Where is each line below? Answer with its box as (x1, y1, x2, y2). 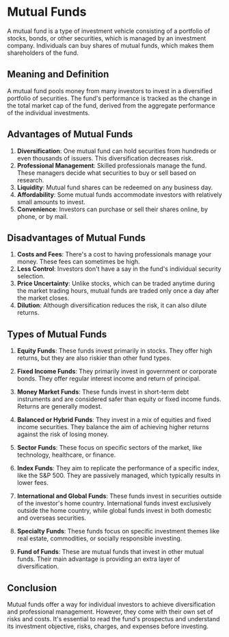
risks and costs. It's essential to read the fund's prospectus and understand (7, 615, 220, 623)
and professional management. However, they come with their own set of (7, 608, 213, 616)
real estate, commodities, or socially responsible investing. (16, 534, 183, 542)
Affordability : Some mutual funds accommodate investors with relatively (16, 190, 222, 199)
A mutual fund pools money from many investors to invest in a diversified (7, 86, 213, 95)
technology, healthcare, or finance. (16, 450, 116, 459)
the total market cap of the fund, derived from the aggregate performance (7, 101, 215, 110)
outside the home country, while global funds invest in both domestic (16, 507, 212, 515)
